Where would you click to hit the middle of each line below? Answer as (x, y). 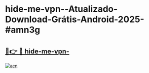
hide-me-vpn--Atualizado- (61, 9)
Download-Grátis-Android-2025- (75, 19)
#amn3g (23, 30)
